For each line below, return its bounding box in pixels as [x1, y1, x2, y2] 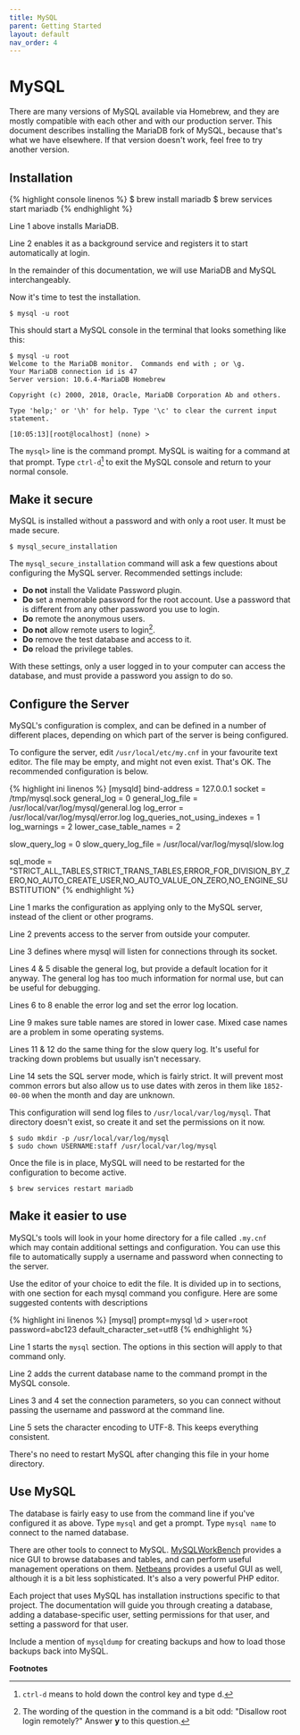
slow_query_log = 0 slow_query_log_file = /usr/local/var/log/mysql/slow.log [9, 838, 284, 849]
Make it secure [9, 492, 94, 507]
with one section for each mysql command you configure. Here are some [9, 1288, 279, 1298]
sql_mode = [9, 855, 53, 866]
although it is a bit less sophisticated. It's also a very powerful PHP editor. [9, 1572, 279, 1584]
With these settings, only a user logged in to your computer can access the [9, 661, 286, 672]
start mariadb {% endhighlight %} [9, 203, 133, 214]
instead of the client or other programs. [9, 911, 154, 922]
